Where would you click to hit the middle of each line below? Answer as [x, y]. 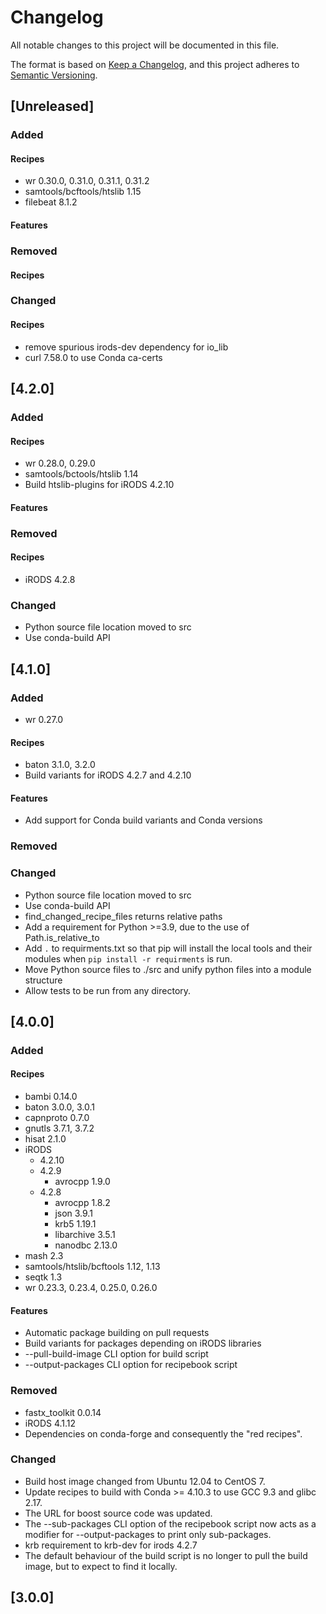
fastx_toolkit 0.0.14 [63, 1412]
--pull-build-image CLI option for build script [116, 1354]
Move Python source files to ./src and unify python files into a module [168, 969]
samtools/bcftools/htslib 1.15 [83, 192]
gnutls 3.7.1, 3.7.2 [59, 1128]
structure [43, 980]
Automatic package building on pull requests [117, 1333]
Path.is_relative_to [62, 937]
